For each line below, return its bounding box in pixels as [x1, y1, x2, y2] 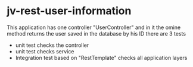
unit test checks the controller [15, 42, 89, 49]
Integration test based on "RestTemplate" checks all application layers [15, 54, 188, 61]
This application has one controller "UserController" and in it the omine [7, 24, 181, 31]
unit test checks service [15, 47, 74, 55]
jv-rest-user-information [7, 4, 132, 18]
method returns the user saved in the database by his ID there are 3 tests [7, 30, 186, 37]
